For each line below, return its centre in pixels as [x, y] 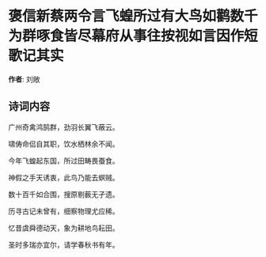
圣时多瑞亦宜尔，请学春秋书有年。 [64, 244]
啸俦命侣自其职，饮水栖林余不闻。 [64, 144]
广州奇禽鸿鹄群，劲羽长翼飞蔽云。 [64, 127]
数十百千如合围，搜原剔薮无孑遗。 [64, 194]
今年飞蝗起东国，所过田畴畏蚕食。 [64, 161]
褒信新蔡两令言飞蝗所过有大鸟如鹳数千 [133, 16]
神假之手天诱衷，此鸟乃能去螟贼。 [64, 177]
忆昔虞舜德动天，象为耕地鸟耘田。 [64, 228]
